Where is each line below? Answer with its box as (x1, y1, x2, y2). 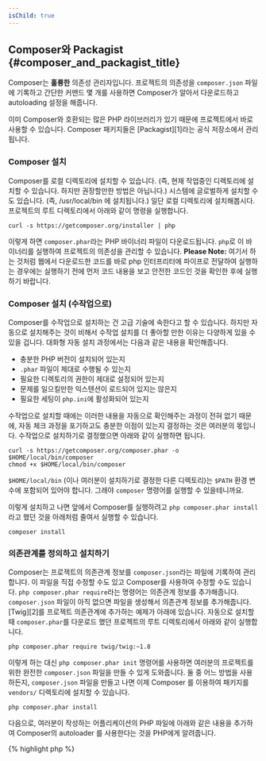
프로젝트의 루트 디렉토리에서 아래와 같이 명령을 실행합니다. (8, 206, 189, 215)
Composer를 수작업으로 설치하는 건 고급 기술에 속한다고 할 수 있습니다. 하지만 (8, 318, 250, 327)
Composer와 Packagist (8, 43, 124, 56)
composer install (8, 528, 66, 536)
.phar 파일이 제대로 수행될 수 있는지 (19, 365, 131, 374)
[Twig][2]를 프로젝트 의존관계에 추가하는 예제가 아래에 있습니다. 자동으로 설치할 (8, 607, 255, 616)
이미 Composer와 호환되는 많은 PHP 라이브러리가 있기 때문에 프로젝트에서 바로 (8, 114, 254, 124)
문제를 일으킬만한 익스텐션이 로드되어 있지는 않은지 (19, 384, 177, 394)
